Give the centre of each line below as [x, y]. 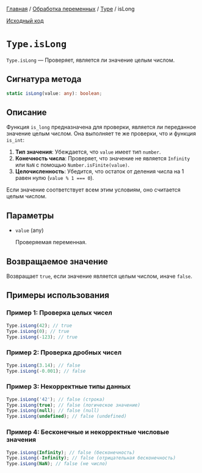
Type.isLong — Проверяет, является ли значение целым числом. [91, 60]
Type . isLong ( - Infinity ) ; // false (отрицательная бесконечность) [91, 458]
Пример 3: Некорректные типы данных [69, 387]
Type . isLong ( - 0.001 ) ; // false [46, 371]
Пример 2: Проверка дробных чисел [64, 352]
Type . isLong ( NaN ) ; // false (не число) [57, 464]
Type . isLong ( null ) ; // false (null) [53, 411]
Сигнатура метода [44, 79]
